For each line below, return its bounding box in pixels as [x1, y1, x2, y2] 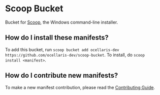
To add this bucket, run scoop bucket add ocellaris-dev [5, 46, 120, 52]
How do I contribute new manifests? [5, 71, 118, 80]
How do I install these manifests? [5, 33, 109, 42]
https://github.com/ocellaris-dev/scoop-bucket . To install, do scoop [5, 52, 145, 58]
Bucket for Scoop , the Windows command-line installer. [5, 19, 118, 25]
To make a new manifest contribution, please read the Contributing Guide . [5, 84, 155, 90]
